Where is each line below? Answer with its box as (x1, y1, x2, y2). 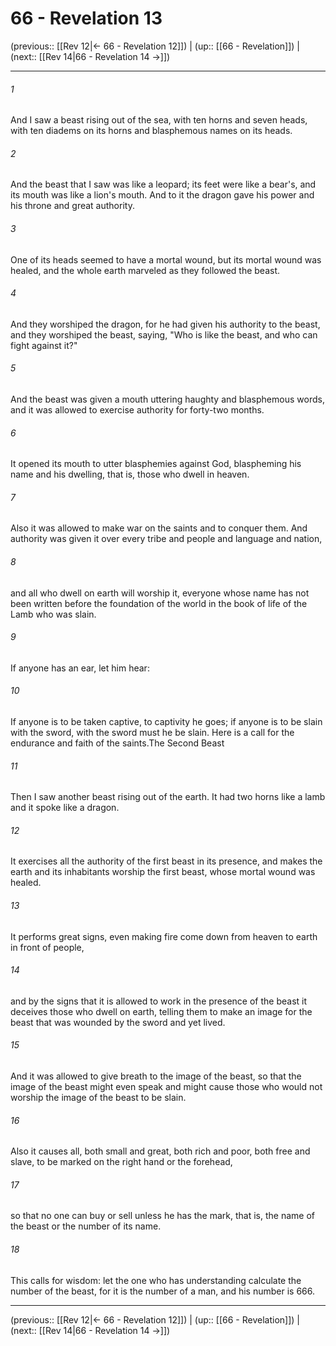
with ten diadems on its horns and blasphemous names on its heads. (10, 125, 293, 137)
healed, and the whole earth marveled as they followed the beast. (10, 264, 281, 276)
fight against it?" (10, 339, 78, 351)
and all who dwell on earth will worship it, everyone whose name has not (10, 587, 310, 599)
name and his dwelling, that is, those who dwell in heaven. (10, 468, 250, 481)
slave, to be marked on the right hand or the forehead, (10, 1156, 233, 1168)
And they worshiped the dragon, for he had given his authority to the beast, (10, 318, 321, 330)
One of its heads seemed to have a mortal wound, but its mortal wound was (10, 253, 322, 266)
